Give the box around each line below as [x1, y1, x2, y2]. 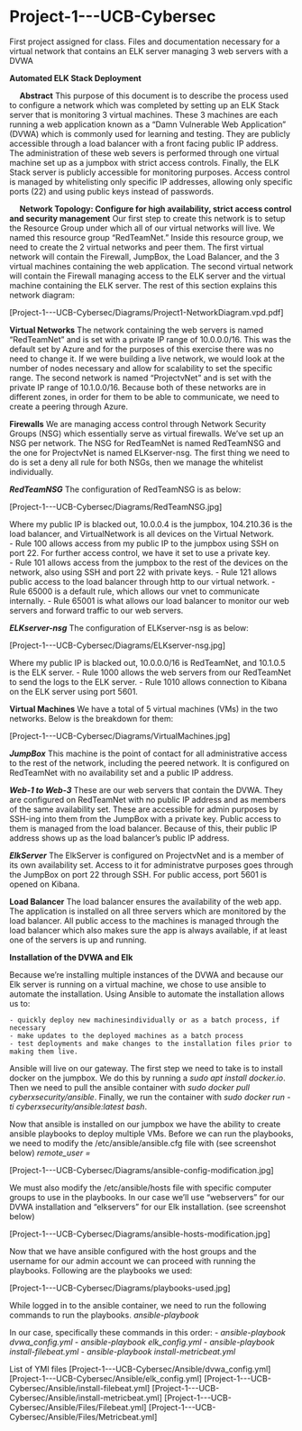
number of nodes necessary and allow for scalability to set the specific [9, 362, 273, 373]
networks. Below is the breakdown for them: [9, 713, 174, 724]
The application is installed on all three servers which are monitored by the [9, 906, 287, 916]
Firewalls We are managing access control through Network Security [9, 418, 267, 429]
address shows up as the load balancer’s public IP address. [9, 832, 230, 843]
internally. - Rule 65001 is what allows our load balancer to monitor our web [9, 595, 290, 606]
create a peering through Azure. [9, 401, 129, 412]
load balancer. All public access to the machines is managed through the [9, 915, 279, 925]
